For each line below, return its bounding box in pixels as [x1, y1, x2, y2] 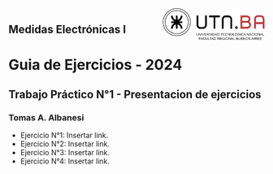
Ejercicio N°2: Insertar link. [19, 139, 110, 149]
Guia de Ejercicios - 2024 [8, 55, 183, 74]
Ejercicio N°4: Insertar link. [19, 156, 110, 166]
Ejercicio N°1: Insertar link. [19, 130, 109, 141]
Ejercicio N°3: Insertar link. [19, 148, 110, 158]
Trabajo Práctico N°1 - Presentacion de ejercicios [8, 87, 262, 101]
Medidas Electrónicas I [8, 23, 127, 37]
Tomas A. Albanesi [8, 111, 84, 123]
